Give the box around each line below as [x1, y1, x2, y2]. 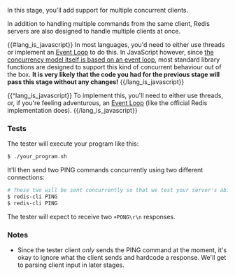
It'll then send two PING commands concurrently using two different [7, 166, 204, 174]
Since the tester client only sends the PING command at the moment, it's [17, 246, 227, 254]
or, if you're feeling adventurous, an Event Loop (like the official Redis [7, 99, 208, 107]
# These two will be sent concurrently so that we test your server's [7, 187, 218, 194]
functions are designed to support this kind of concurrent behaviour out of [7, 63, 222, 71]
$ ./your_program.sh [7, 153, 68, 160]
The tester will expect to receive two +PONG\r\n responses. [7, 212, 176, 221]
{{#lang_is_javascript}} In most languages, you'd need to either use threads [7, 41, 225, 48]
